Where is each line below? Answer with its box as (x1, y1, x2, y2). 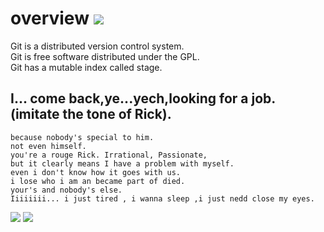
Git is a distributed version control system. (10, 40, 185, 52)
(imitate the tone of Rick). (10, 106, 172, 123)
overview (10, 7, 90, 30)
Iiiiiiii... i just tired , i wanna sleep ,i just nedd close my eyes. (10, 193, 315, 204)
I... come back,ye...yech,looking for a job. (10, 90, 276, 107)
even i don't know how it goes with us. (10, 167, 182, 177)
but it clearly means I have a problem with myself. (10, 158, 235, 169)
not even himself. (10, 141, 87, 151)
